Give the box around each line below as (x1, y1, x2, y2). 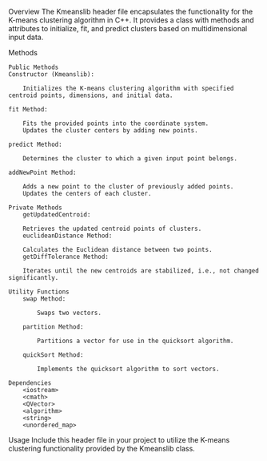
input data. (8, 32, 44, 42)
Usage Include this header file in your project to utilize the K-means (8, 435, 230, 444)
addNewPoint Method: (8, 168, 78, 176)
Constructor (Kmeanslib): (8, 71, 94, 79)
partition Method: (22, 323, 84, 331)
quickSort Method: (22, 351, 84, 359)
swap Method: (22, 295, 66, 303)
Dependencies (8, 379, 52, 387)
